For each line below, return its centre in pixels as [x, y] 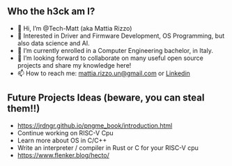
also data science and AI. [54, 43]
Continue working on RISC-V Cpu [65, 133]
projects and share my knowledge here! [74, 65]
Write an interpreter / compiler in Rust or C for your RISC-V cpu [108, 148]
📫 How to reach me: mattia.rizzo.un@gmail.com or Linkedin [103, 73]
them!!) [24, 108]
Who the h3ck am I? [51, 12]
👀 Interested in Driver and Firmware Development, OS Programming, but [121, 36]
